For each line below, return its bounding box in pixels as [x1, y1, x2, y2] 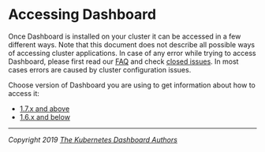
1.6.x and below [19, 112, 71, 121]
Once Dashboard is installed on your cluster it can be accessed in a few [8, 32, 241, 41]
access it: [8, 88, 39, 98]
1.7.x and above [19, 104, 70, 113]
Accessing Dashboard [8, 6, 156, 24]
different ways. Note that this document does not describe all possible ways [8, 39, 256, 49]
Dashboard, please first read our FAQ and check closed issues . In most [8, 57, 239, 66]
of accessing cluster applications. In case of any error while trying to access [8, 48, 256, 57]
